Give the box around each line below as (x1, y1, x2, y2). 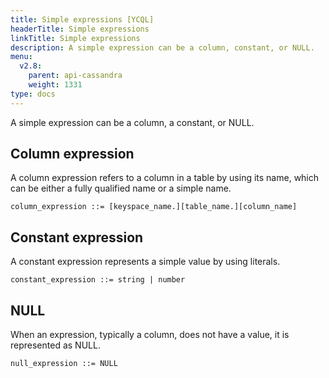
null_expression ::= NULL (10, 359, 118, 369)
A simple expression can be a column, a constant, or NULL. (10, 116, 255, 128)
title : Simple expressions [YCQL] (10, 14, 155, 25)
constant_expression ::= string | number (10, 275, 186, 285)
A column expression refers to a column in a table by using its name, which (10, 172, 320, 184)
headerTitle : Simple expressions (10, 24, 150, 34)
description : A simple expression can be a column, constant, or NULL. (10, 42, 315, 53)
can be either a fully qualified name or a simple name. (10, 182, 232, 195)
